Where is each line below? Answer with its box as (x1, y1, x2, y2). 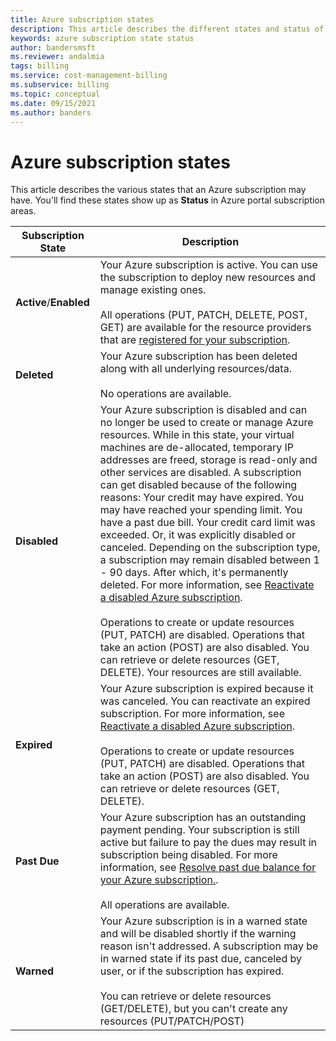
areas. (10, 205, 37, 217)
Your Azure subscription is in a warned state (99, 914, 308, 928)
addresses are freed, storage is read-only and (99, 453, 318, 467)
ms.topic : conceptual (10, 89, 101, 99)
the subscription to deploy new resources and (99, 271, 316, 285)
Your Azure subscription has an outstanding (99, 811, 307, 825)
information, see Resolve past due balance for (99, 861, 317, 875)
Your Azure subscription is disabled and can (99, 403, 308, 417)
